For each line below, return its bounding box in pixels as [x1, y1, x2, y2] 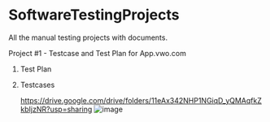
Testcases [20, 80, 55, 89]
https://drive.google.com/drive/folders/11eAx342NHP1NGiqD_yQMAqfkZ [20, 95, 262, 105]
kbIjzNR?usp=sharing [20, 104, 93, 114]
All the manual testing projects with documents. [8, 33, 168, 42]
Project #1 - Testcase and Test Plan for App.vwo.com [8, 48, 187, 58]
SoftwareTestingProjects [8, 6, 180, 24]
